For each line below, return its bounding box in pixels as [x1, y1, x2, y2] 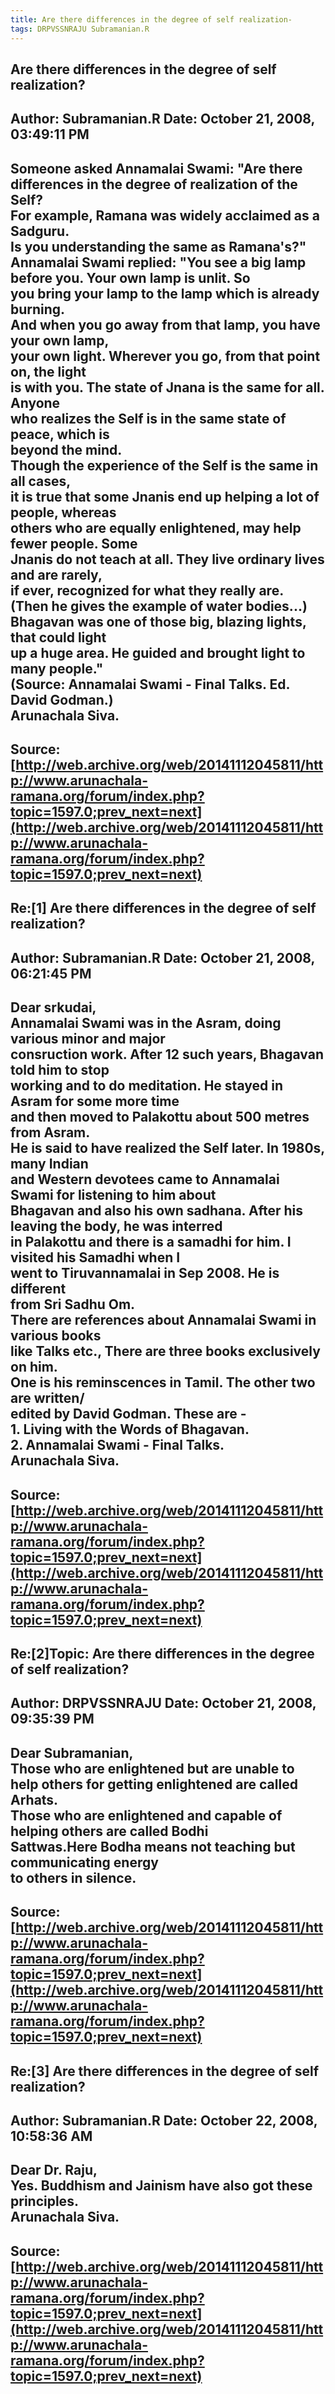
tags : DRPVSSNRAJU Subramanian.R [10, 24, 150, 34]
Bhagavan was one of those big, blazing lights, [10, 613, 307, 630]
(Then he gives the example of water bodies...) [10, 597, 308, 615]
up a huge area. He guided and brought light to [10, 644, 306, 661]
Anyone [10, 394, 61, 411]
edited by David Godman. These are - [10, 1406, 247, 1423]
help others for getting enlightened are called [10, 1776, 298, 1793]
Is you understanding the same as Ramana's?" [10, 238, 307, 255]
